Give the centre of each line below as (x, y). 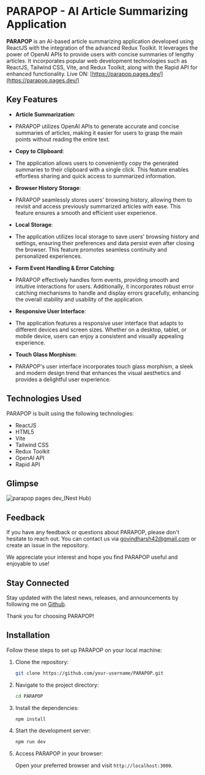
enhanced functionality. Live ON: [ (49, 74)
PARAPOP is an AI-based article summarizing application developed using (100, 41)
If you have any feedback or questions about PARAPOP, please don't (93, 532)
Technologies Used (44, 399)
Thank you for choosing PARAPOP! (50, 616)
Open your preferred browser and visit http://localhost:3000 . (94, 766)
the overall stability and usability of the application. (79, 299)
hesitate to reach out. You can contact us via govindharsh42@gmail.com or (102, 539)
